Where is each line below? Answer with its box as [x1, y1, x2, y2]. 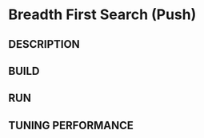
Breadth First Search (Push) [8, 6, 197, 24]
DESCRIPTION [8, 37, 80, 51]
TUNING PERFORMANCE [8, 118, 134, 132]
